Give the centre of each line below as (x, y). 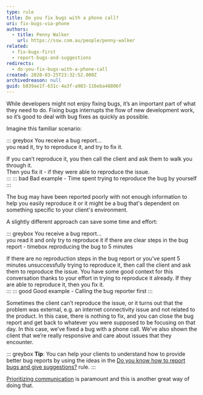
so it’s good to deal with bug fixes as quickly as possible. (78, 117)
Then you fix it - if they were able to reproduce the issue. (78, 172)
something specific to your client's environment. (67, 210)
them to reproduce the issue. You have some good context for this (90, 271)
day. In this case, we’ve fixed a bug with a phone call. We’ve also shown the (102, 329)
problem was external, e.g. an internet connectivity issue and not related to (101, 309)
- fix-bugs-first (34, 52)
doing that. (20, 385)
